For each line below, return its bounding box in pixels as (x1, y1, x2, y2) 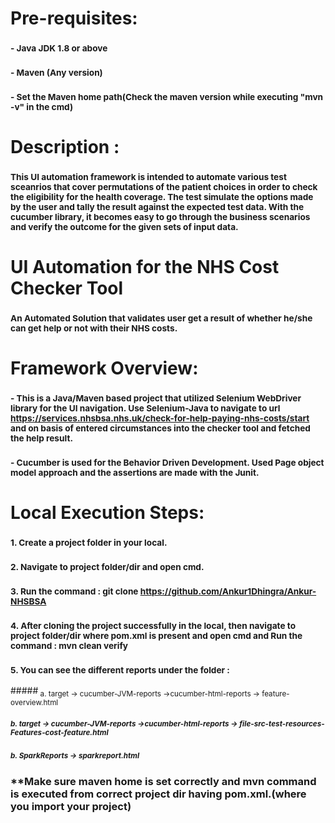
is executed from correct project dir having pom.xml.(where (10, 787, 307, 801)
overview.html (10, 698, 59, 708)
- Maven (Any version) (10, 67, 103, 79)
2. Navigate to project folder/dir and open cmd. (10, 562, 205, 573)
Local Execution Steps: (10, 502, 205, 524)
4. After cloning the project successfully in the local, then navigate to (10, 620, 297, 632)
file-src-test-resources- (239, 718, 325, 729)
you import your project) (10, 799, 132, 813)
